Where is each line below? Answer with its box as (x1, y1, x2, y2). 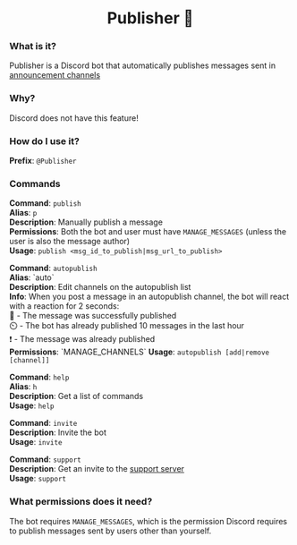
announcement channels (9, 70, 101, 81)
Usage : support (9, 473, 67, 484)
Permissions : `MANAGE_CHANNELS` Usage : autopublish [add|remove (9, 346, 270, 357)
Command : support (9, 454, 82, 464)
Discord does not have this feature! (9, 112, 139, 123)
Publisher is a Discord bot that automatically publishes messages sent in (9, 60, 276, 71)
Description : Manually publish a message (9, 217, 164, 227)
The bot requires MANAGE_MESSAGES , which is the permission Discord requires (9, 515, 288, 526)
